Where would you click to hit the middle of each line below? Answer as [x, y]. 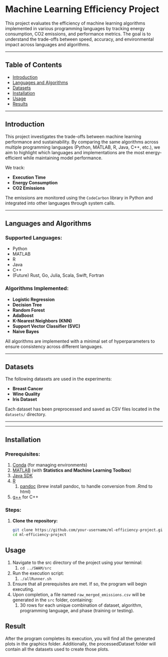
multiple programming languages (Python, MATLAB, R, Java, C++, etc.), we [83, 147]
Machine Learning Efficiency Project [82, 9]
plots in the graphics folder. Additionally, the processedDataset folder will [80, 643]
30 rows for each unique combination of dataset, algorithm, [81, 605]
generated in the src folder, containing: [52, 600]
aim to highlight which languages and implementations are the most [75, 152]
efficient [14, 158]
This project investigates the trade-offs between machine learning [73, 136]
